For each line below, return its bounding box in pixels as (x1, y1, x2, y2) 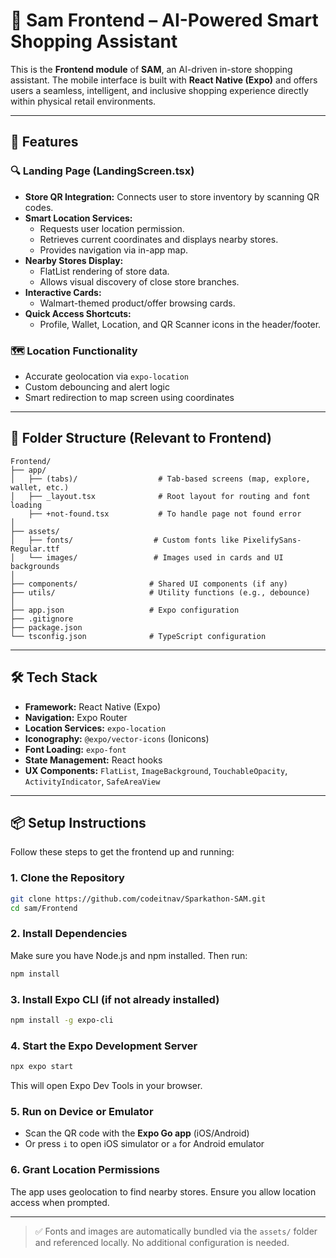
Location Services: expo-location (24, 722, 167, 734)
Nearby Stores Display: (24, 254, 124, 266)
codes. (24, 201, 54, 213)
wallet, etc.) (10, 482, 70, 493)
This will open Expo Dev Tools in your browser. (10, 1079, 203, 1091)
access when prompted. (10, 1196, 110, 1208)
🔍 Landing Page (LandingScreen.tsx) (10, 164, 195, 178)
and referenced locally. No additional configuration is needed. (34, 1236, 290, 1248)
